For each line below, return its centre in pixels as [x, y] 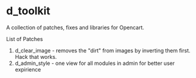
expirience [28, 69]
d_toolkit [28, 11]
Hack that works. [36, 57]
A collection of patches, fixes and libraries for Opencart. [75, 27]
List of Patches [24, 39]
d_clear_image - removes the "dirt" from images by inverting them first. [102, 50]
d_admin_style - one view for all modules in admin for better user [95, 63]
